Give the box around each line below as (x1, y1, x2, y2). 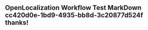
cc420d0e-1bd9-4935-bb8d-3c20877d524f (5, 11, 143, 20)
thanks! (5, 19, 29, 27)
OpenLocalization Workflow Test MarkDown (5, 4, 142, 12)
